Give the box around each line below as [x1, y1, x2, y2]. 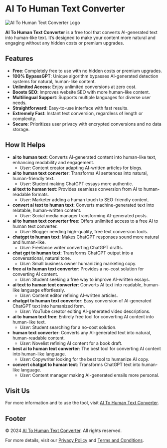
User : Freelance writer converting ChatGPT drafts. [19, 244, 123, 250]
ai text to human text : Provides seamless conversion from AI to [12, 186, 143, 192]
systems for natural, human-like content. [12, 78, 96, 84]
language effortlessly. [20, 287, 66, 293]
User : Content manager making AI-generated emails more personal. [19, 372, 160, 378]
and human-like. [12, 239, 46, 245]
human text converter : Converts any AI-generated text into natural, [12, 329, 152, 335]
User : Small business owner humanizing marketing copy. [19, 260, 137, 266]
